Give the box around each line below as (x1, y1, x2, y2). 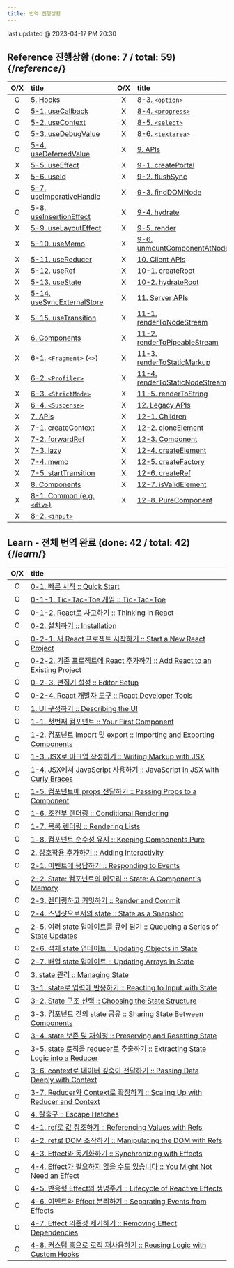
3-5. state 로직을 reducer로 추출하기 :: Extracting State (30, 1044, 207, 1054)
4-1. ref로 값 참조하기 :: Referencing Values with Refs (30, 1123, 203, 1133)
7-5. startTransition (30, 468, 95, 478)
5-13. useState (30, 277, 82, 287)
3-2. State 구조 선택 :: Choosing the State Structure (30, 996, 197, 1006)
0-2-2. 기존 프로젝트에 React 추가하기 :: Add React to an (30, 656, 212, 666)
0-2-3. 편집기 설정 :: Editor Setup (30, 678, 139, 687)
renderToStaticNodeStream (136, 378, 226, 387)
